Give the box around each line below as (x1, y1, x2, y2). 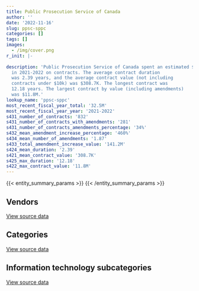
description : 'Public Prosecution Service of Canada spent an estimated (6, 64, 190, 70)
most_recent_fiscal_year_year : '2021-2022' (6, 108, 115, 114)
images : (6, 42, 25, 48)
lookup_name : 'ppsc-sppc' (6, 97, 70, 103)
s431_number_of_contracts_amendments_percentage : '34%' (6, 125, 147, 131)
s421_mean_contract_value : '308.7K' (6, 152, 97, 158)
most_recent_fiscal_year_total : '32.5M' (6, 102, 108, 109)
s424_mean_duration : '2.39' (6, 147, 76, 153)
